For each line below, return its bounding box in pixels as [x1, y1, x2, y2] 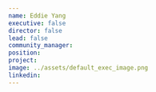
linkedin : [8, 71, 42, 79]
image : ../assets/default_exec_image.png [8, 64, 149, 72]
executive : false [8, 19, 66, 27]
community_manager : [8, 42, 74, 50]
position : [8, 49, 42, 57]
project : [8, 57, 38, 65]
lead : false [8, 34, 48, 42]
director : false [8, 26, 62, 34]
